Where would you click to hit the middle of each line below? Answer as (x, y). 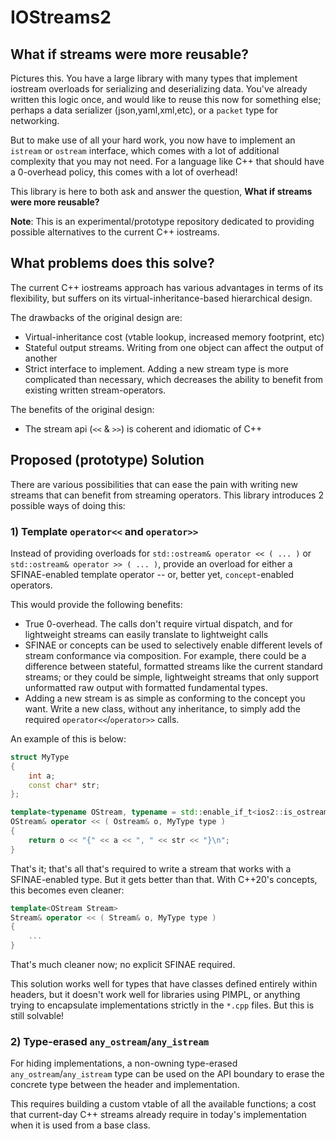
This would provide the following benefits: (96, 604)
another (41, 358)
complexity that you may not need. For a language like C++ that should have (167, 161)
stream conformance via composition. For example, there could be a (165, 655)
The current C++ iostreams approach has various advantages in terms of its (167, 287)
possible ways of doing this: (68, 505)
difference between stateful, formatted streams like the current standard (173, 666)
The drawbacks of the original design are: (96, 317)
